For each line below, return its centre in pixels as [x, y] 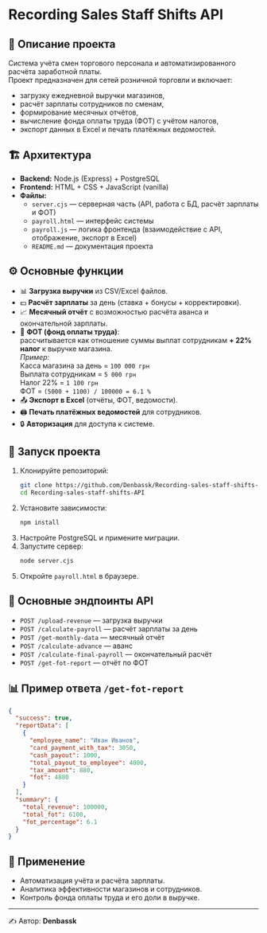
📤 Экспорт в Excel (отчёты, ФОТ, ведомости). [99, 400]
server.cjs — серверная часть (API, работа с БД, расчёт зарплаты [145, 204]
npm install [39, 523]
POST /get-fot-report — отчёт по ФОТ [84, 662]
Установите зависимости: [63, 508]
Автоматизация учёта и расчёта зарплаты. [92, 880]
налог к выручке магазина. [66, 349]
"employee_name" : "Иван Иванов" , [85, 741]
